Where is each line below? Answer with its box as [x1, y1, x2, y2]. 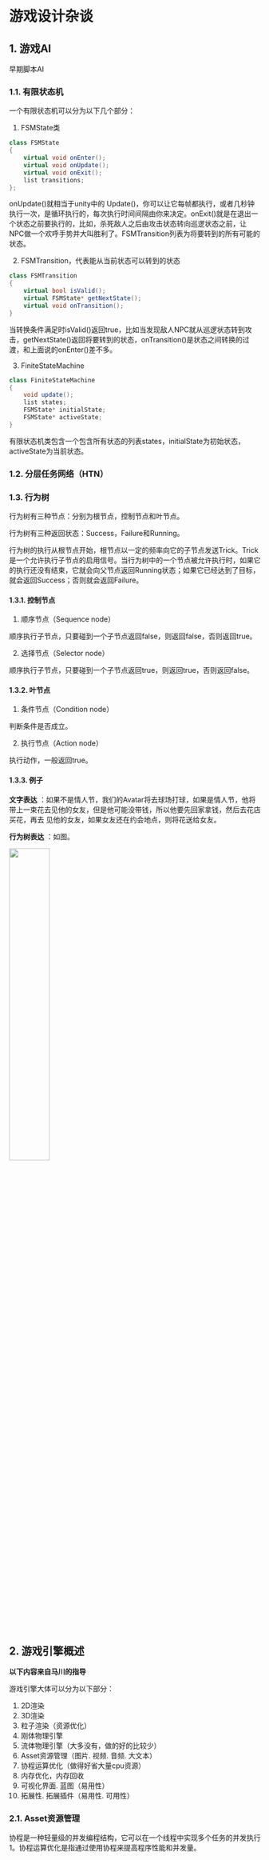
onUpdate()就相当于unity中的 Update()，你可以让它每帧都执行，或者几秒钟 [9, 199, 255, 209]
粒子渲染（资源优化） [20, 1721, 91, 1730]
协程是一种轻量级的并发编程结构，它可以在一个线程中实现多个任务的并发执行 [9, 1833, 261, 1842]
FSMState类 [20, 123, 61, 133]
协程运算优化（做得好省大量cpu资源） [20, 1761, 146, 1770]
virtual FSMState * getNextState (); [23, 294, 142, 302]
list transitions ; [23, 176, 85, 184]
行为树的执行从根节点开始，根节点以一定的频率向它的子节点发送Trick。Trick [9, 546, 259, 555]
